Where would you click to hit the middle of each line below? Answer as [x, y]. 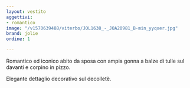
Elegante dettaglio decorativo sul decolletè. [59, 79]
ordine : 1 [18, 39]
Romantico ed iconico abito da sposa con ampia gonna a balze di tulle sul [95, 61]
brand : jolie [22, 34]
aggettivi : [19, 17]
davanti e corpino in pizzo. [38, 67]
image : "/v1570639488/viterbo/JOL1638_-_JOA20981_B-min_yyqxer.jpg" [92, 28]
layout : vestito [26, 12]
